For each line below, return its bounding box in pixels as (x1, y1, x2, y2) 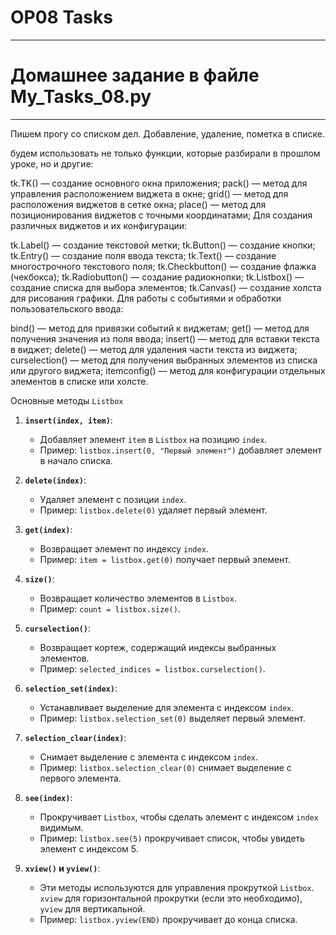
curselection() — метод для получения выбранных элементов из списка (10, 354, 318, 366)
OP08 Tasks (10, 6, 113, 29)
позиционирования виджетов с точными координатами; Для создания (10, 209, 313, 221)
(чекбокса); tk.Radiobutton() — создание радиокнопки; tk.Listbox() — (10, 271, 304, 283)
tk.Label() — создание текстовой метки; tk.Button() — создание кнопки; (10, 239, 316, 251)
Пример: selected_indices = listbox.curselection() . (39, 662, 266, 675)
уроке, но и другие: (10, 157, 94, 170)
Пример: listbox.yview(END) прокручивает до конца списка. (39, 913, 298, 925)
